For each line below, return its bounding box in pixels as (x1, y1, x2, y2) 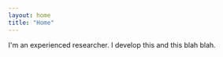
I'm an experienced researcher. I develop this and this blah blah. (8, 40, 217, 49)
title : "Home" (8, 19, 55, 27)
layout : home (8, 11, 51, 20)
